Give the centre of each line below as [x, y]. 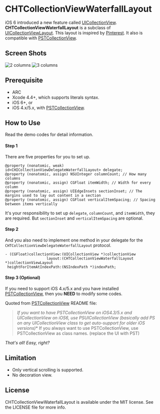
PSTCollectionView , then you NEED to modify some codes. [64, 294]
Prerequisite [24, 81]
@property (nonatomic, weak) [35, 166]
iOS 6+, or [22, 102]
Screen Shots [26, 53]
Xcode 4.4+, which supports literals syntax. [56, 97]
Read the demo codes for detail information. [49, 134]
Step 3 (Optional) [23, 278]
